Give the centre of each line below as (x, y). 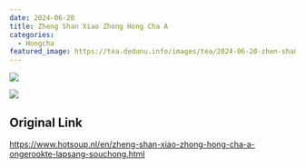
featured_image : (40, 52)
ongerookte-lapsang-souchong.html (77, 153)
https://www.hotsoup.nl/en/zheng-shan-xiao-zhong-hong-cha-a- (133, 144)
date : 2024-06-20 (42, 18)
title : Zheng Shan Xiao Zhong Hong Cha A (89, 26)
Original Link (46, 122)
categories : (32, 35)
